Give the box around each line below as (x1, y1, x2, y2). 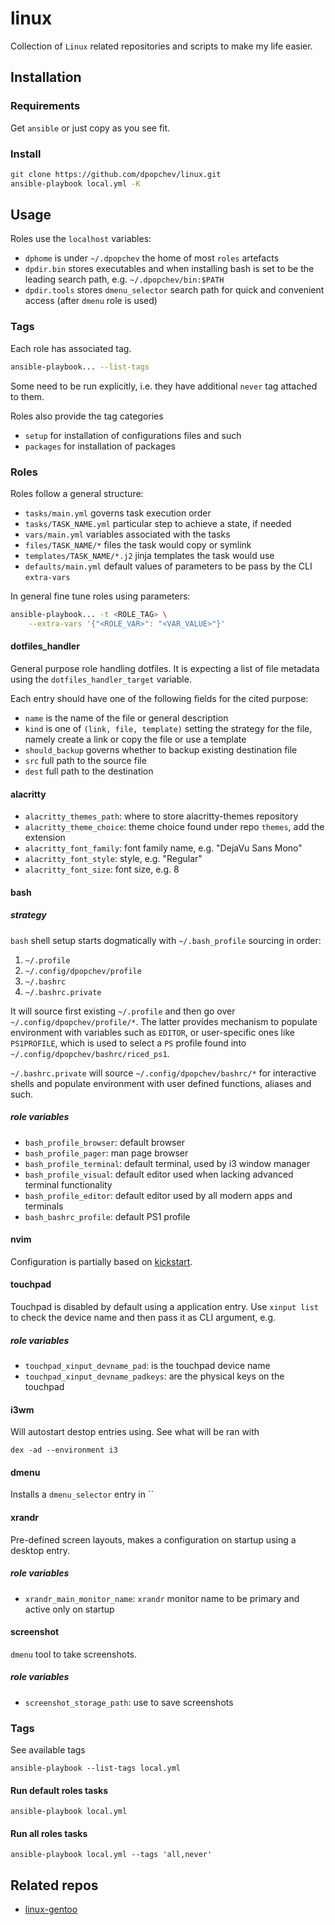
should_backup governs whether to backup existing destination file (24, 743, 298, 756)
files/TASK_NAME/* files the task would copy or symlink (24, 538, 252, 551)
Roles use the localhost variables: (10, 233, 152, 245)
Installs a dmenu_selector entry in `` (10, 1488, 154, 1501)
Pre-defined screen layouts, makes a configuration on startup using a (10, 1533, 297, 1546)
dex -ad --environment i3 (10, 1445, 118, 1456)
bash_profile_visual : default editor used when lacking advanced (24, 1168, 294, 1180)
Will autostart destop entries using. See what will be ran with (10, 1426, 260, 1438)
